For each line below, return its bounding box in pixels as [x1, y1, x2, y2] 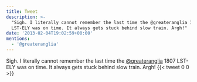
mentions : [6, 36, 30, 42]
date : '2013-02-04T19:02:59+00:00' [6, 30, 93, 36]
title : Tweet [6, 8, 38, 15]
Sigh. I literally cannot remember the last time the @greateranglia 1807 [6, 57, 176, 64]
